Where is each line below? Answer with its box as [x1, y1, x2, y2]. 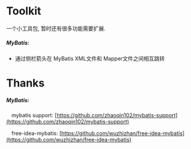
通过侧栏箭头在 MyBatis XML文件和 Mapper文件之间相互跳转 [14, 55, 165, 62]
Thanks [6, 76, 45, 90]
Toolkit [6, 4, 41, 18]
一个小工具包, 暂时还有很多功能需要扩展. [6, 25, 106, 32]
